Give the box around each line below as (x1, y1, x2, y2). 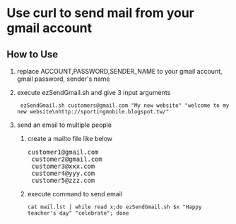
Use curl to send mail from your (6, 5, 195, 21)
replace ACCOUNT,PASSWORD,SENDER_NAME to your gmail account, (16, 67, 223, 75)
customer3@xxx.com (31, 162, 95, 170)
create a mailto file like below (27, 135, 113, 142)
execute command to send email (27, 190, 123, 198)
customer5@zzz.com (31, 177, 95, 184)
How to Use (6, 48, 59, 60)
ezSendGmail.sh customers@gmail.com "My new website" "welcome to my (20, 102, 230, 109)
